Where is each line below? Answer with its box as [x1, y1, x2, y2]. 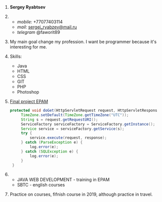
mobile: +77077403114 [17, 19, 63, 25]
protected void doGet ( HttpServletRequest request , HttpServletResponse [9, 108, 160, 113]
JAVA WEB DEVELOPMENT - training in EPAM [17, 177, 110, 183]
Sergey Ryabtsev [9, 4, 46, 10]
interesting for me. [9, 44, 48, 50]
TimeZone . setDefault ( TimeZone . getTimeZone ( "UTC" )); [21, 112, 129, 117]
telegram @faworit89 [17, 29, 60, 35]
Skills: [9, 53, 22, 59]
